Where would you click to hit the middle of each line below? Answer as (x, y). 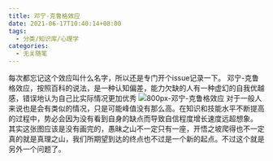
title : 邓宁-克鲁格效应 (44, 16)
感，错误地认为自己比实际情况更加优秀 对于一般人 (135, 98)
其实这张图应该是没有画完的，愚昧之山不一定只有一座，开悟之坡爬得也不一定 (136, 128)
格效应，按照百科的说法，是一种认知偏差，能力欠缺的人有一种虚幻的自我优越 (136, 88)
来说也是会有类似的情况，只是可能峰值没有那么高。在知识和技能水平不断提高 (136, 108)
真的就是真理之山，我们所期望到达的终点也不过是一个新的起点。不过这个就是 (136, 139)
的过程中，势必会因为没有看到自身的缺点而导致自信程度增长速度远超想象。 (133, 118)
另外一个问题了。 (37, 149)
